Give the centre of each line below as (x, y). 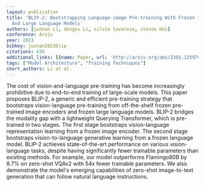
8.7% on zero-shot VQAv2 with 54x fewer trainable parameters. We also (97, 164)
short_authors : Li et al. (39, 69)
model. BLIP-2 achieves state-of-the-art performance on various (88, 145)
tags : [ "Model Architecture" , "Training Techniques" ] (76, 63)
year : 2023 (20, 40)
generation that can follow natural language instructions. (77, 177)
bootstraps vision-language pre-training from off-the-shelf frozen (89, 106)
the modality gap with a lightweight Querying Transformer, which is (91, 118)
